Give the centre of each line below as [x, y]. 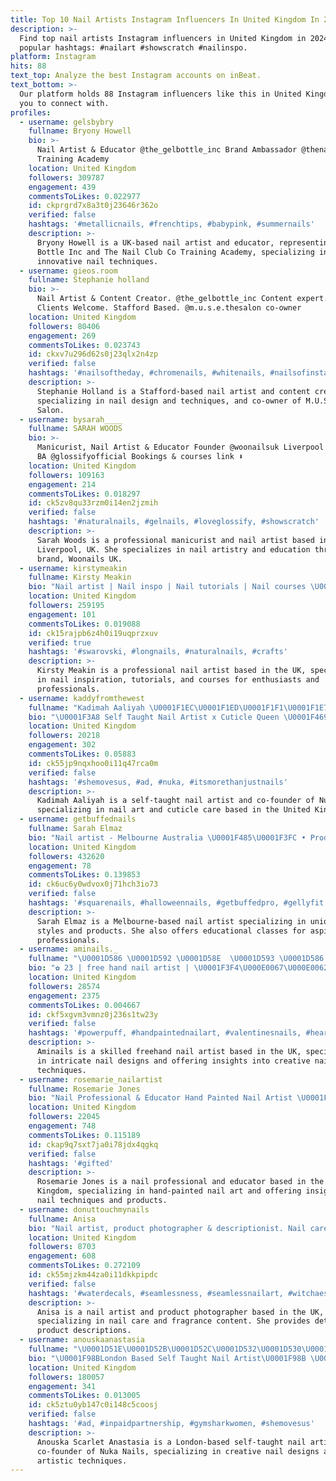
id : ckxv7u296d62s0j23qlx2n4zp [93, 354]
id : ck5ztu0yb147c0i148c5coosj [93, 1405]
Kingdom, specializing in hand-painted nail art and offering [169, 1191]
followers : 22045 [64, 1117]
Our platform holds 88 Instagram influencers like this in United [160, 94]
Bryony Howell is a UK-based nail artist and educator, [155, 242]
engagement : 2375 [64, 996]
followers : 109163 [66, 475]
